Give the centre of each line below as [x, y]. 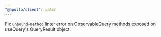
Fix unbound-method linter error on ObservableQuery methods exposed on [80, 24]
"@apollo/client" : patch [31, 10]
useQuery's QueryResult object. [38, 29]
